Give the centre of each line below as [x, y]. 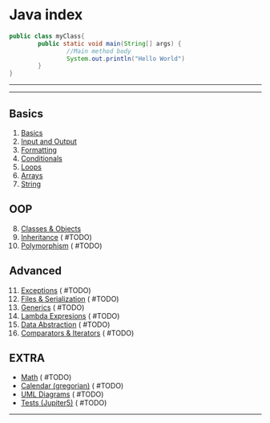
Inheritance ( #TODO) [56, 237]
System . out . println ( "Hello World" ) [125, 59]
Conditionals [41, 159]
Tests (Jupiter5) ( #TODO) [64, 403]
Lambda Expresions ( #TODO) [70, 315]
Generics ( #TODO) [52, 307]
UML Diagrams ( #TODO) [62, 394]
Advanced [36, 271]
